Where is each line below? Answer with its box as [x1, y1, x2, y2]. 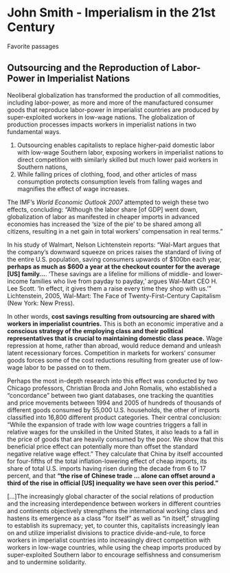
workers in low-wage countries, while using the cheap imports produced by [7, 543, 222, 551]
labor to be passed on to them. [24, 363, 111, 372]
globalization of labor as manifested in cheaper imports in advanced [7, 212, 200, 221]
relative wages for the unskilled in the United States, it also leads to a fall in [7, 427, 219, 436]
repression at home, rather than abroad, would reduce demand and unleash [7, 341, 221, 350]
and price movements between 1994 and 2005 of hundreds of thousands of [7, 398, 222, 407]
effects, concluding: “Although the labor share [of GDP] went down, [7, 205, 198, 214]
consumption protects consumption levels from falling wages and [16, 177, 203, 186]
